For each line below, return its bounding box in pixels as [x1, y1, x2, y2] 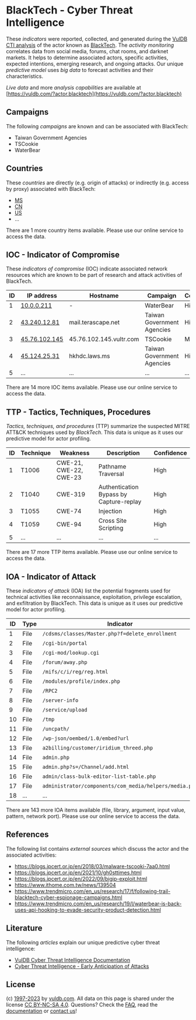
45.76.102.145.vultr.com [69, 335, 139, 343]
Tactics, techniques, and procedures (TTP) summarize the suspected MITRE [6, 423, 190, 430]
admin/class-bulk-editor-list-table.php [42, 773, 156, 779]
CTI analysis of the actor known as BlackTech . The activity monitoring [6, 42, 174, 49]
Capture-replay [98, 498, 142, 506]
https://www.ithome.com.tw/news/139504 [14, 881, 117, 888]
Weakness [60, 449, 90, 457]
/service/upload [42, 707, 87, 713]
